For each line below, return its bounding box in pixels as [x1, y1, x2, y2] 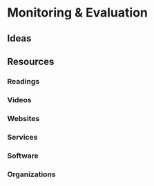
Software [7, 151, 39, 160]
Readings [7, 76, 40, 86]
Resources [7, 55, 55, 67]
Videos [7, 95, 32, 104]
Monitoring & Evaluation [7, 5, 148, 21]
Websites [7, 113, 40, 123]
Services [7, 132, 38, 142]
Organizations [7, 169, 56, 179]
